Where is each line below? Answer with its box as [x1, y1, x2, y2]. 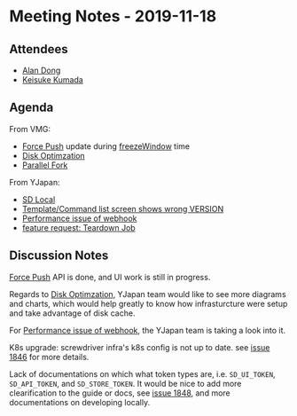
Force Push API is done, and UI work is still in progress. [9, 271, 211, 282]
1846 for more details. [9, 351, 90, 362]
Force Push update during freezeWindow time [21, 140, 191, 152]
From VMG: [9, 123, 51, 134]
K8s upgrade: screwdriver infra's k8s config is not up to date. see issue [9, 341, 270, 352]
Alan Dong [21, 65, 61, 75]
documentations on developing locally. [9, 396, 151, 407]
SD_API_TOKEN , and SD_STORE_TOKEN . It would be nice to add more [9, 378, 242, 389]
